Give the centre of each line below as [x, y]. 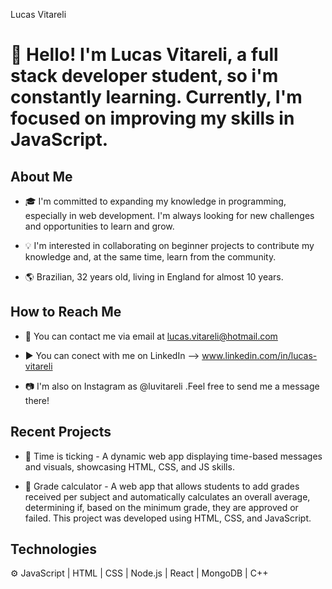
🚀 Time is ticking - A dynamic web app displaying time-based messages [173, 456]
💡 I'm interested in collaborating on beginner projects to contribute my [169, 245]
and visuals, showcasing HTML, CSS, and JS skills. [129, 466]
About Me [41, 176]
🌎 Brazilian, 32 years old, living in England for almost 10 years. [154, 277]
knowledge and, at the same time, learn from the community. [150, 257]
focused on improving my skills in [152, 118]
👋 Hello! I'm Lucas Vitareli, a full [144, 55]
